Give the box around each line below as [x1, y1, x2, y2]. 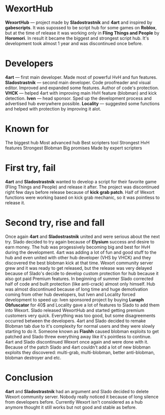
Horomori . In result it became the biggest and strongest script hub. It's [5, 35, 149, 41]
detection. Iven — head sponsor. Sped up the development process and [5, 95, 152, 101]
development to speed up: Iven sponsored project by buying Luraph [5, 296, 144, 302]
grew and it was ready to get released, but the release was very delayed [5, 265, 152, 271]
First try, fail [5, 162, 56, 174]
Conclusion [5, 372, 53, 383]
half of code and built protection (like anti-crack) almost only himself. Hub [5, 281, 156, 287]
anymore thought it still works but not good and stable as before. [5, 404, 137, 410]
